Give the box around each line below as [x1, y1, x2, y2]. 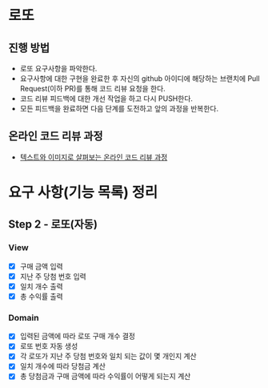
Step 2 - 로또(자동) [8, 217, 98, 232]
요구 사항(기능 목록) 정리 [8, 184, 158, 201]
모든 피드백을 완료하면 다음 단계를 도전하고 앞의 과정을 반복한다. [19, 104, 218, 113]
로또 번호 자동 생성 [19, 342, 78, 351]
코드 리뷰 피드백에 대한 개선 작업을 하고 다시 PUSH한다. [19, 94, 194, 103]
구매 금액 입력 [19, 261, 63, 271]
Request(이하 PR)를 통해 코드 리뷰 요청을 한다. [19, 84, 166, 93]
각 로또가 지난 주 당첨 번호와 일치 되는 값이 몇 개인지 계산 [19, 351, 198, 361]
